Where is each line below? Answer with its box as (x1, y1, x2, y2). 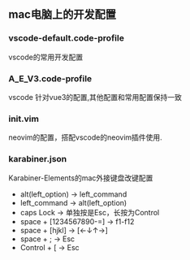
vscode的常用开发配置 (8, 52, 84, 62)
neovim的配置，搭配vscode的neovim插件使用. (8, 132, 162, 142)
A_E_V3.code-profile (8, 72, 93, 84)
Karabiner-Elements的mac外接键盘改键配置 (8, 173, 153, 183)
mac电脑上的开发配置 (8, 7, 116, 22)
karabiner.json (8, 154, 67, 165)
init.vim (8, 113, 39, 124)
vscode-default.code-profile (8, 32, 124, 44)
